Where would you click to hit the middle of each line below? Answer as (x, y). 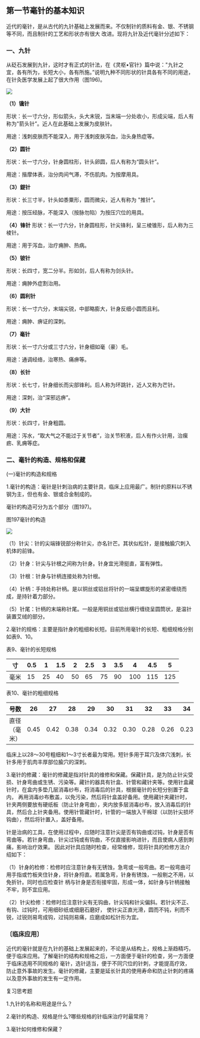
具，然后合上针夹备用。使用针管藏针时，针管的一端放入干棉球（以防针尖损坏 (100, 812)
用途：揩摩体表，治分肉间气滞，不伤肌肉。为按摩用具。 (74, 174)
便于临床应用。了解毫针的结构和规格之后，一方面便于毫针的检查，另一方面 (97, 956)
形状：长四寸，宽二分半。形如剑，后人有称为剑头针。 (71, 271)
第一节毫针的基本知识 (45, 11)
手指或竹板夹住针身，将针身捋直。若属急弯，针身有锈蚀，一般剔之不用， (100, 875)
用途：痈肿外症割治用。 (35, 284)
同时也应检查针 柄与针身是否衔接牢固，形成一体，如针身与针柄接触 (108, 882)
